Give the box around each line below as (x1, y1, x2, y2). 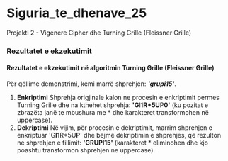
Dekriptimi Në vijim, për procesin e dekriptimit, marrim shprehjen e (16, 123, 213, 132)
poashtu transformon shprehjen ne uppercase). (16, 146, 156, 155)
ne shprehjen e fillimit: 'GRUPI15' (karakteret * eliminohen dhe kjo (16, 138, 208, 147)
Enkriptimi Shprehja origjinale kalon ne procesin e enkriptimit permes (16, 94, 220, 102)
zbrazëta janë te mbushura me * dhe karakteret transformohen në (16, 109, 210, 117)
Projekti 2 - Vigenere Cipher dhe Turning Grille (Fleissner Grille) (6, 28, 192, 37)
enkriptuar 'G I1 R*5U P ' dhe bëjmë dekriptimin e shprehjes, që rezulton (16, 131, 221, 140)
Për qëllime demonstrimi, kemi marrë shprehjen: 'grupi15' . (6, 79, 176, 88)
